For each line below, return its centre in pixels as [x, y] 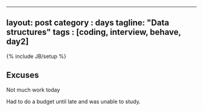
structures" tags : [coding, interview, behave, [94, 32]
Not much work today [33, 90]
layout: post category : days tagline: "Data [88, 23]
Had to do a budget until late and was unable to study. [73, 101]
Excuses [23, 75]
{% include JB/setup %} [36, 56]
